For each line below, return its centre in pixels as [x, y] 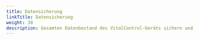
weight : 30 [20, 22]
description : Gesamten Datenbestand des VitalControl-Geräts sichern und [100, 28]
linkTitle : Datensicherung [40, 17]
